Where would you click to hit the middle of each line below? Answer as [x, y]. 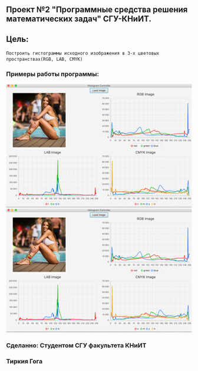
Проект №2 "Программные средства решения [97, 10]
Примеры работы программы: [52, 74]
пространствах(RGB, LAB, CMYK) [44, 59]
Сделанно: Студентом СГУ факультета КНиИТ [76, 345]
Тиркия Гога [24, 361]
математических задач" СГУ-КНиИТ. [79, 19]
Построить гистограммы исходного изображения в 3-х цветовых [83, 53]
